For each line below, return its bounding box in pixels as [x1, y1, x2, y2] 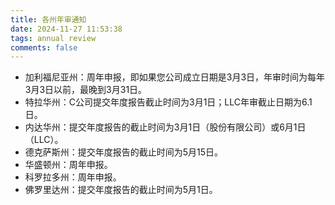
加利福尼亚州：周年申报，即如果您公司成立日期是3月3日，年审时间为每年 [24, 71, 326, 83]
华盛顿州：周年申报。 [24, 159, 113, 171]
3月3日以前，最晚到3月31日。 [24, 84, 148, 96]
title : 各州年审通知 [10, 14, 87, 25]
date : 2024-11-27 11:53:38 [10, 24, 123, 34]
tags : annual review [10, 33, 97, 43]
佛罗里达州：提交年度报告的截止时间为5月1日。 [24, 184, 218, 196]
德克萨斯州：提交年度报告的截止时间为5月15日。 [24, 146, 224, 158]
